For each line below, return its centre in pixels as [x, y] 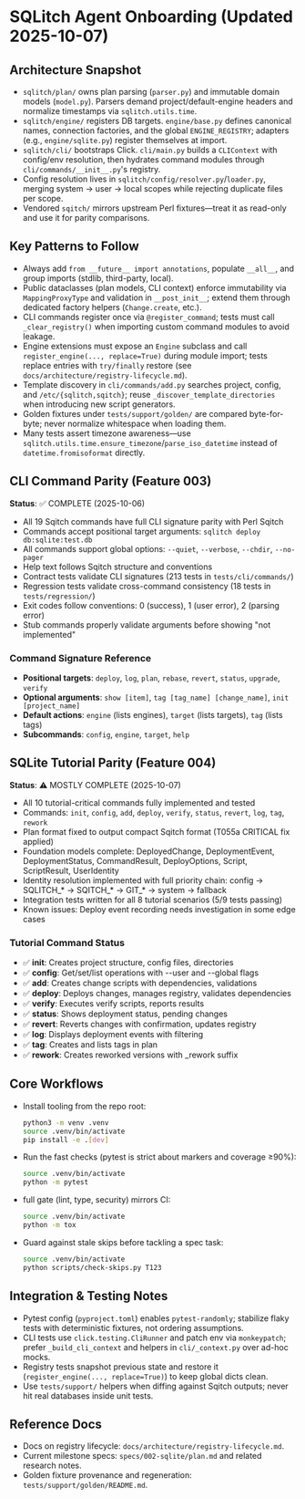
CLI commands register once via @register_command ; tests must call [148, 317]
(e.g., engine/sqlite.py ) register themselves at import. [125, 140]
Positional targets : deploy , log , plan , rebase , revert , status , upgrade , [151, 678]
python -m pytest [56, 1182]
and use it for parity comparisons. [86, 218]
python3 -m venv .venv [66, 1123]
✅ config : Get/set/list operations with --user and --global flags [141, 973]
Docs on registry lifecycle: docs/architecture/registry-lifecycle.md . [153, 1446]
